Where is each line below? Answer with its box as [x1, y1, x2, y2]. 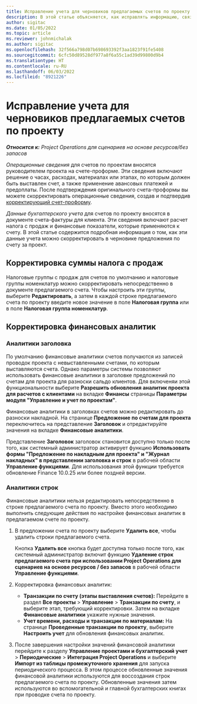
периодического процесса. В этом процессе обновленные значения [14, 666, 188, 673]
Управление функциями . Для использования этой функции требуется [6, 463, 184, 470]
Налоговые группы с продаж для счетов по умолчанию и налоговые [6, 273, 179, 280]
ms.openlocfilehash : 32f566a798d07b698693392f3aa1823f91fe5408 [6, 47, 164, 53]
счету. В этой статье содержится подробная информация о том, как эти [6, 229, 188, 236]
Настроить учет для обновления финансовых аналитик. [23, 629, 165, 637]
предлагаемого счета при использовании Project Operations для [14, 557, 182, 564]
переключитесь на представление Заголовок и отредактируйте [6, 420, 168, 427]
